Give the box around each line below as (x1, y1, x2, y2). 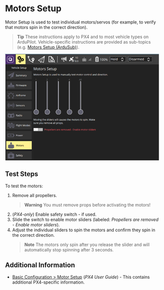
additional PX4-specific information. (12, 279, 85, 285)
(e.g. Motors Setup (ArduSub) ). (17, 44, 80, 50)
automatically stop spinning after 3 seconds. (24, 246, 114, 252)
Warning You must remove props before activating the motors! (24, 201, 151, 208)
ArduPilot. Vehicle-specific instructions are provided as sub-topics (17, 39, 151, 45)
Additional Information (5, 261, 75, 269)
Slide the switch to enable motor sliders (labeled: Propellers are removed (12, 216, 159, 223)
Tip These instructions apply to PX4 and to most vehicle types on (17, 34, 149, 40)
